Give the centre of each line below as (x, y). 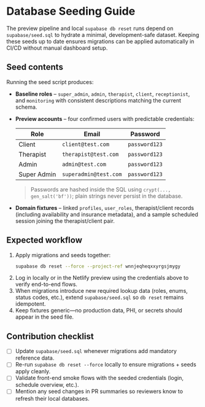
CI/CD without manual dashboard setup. (57, 48)
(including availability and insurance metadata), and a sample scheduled (106, 214)
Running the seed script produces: (50, 82)
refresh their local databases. (52, 398)
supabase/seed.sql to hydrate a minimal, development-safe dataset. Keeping (103, 34)
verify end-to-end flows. (46, 284)
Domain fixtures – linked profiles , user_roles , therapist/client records (105, 207)
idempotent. (30, 304)
